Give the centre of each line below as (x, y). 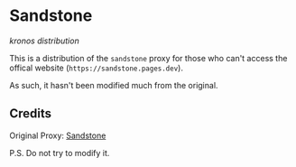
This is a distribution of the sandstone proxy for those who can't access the (148, 58)
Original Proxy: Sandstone (58, 135)
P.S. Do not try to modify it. (60, 153)
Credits (31, 114)
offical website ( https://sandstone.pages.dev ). (96, 68)
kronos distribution (44, 41)
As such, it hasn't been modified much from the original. (114, 85)
